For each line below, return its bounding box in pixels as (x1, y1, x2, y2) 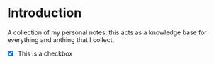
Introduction (7, 5, 82, 21)
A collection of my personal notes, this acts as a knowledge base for (7, 28, 207, 37)
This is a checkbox (17, 49, 73, 58)
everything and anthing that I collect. (7, 35, 115, 44)
